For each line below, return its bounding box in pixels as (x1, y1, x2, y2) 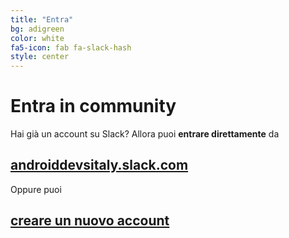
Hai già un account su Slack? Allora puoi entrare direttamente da (10, 128, 280, 140)
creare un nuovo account (10, 212, 170, 230)
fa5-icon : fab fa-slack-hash (10, 42, 132, 53)
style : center (10, 52, 70, 62)
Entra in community (10, 95, 177, 118)
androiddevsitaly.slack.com (10, 157, 189, 174)
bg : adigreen (10, 24, 65, 34)
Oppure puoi (10, 183, 62, 195)
